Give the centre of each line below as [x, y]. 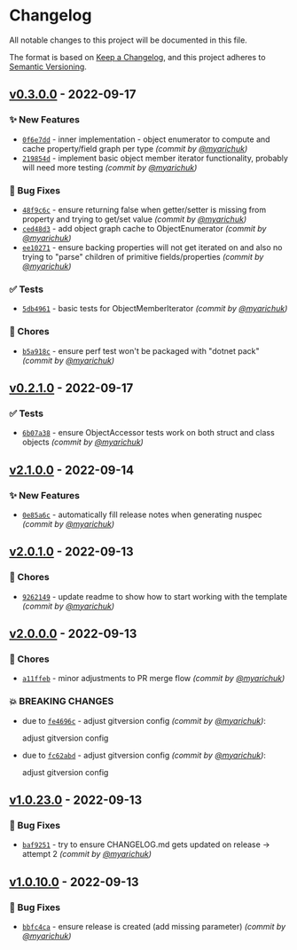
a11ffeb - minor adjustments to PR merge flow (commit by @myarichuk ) [153, 679]
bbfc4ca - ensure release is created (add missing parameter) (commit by [154, 926]
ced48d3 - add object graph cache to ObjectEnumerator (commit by [144, 228]
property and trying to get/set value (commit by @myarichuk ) [134, 219]
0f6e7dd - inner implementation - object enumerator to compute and [146, 139]
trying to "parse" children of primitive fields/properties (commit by [143, 256]
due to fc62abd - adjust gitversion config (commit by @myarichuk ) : [144, 755]
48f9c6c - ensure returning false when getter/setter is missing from [144, 209]
